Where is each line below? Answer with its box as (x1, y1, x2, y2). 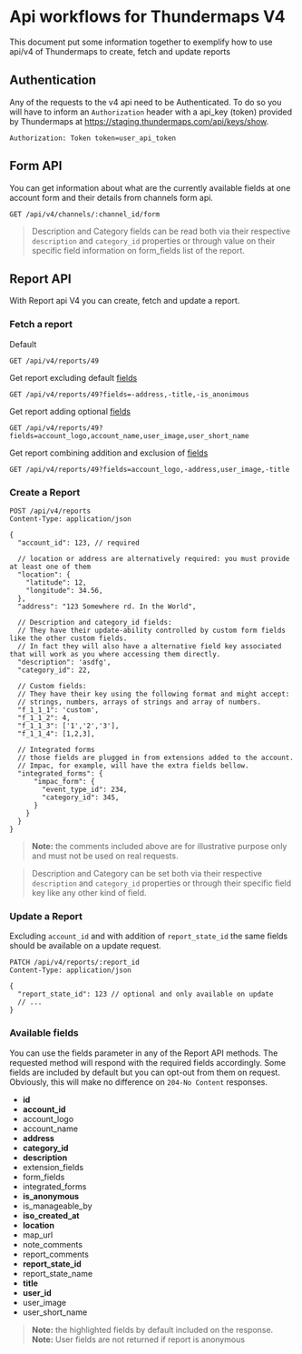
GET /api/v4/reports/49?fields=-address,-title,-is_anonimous (9, 389, 249, 399)
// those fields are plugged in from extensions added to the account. (17, 753, 295, 762)
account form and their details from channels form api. (9, 192, 213, 203)
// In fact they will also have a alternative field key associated (17, 641, 282, 651)
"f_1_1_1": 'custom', (17, 705, 100, 715)
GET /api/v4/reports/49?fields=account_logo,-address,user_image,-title (9, 465, 290, 474)
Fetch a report (9, 318, 73, 331)
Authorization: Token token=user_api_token (9, 134, 177, 143)
